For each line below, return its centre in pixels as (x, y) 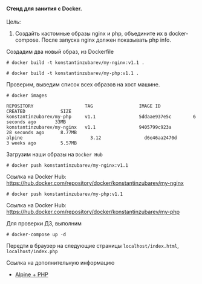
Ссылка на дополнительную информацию (60, 263)
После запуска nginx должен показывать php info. (106, 40)
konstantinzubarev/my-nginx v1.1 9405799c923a (89, 127)
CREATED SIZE (39, 112)
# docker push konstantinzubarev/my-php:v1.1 (64, 194)
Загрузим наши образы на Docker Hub (54, 155)
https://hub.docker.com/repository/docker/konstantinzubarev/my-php (93, 212)
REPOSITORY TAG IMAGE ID (84, 106)
